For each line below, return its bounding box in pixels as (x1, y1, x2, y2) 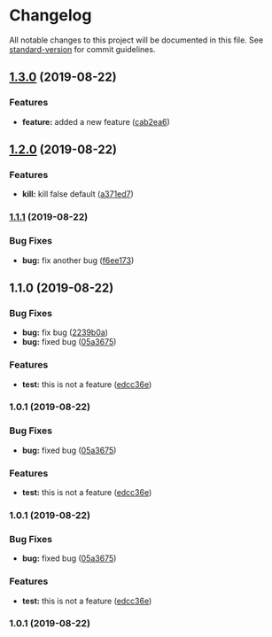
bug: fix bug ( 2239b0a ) (21, 327, 109, 338)
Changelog (9, 5, 92, 26)
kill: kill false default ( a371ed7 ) (21, 189, 135, 199)
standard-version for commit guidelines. (9, 43, 156, 54)
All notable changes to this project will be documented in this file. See (9, 35, 264, 45)
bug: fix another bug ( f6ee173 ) (21, 254, 135, 266)
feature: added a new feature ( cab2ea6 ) (21, 116, 170, 127)
